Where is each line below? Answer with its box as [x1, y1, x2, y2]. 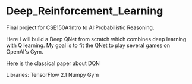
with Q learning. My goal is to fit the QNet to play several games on [6, 42, 171, 49]
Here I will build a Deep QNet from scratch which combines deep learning [6, 35, 187, 42]
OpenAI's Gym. [6, 48, 43, 55]
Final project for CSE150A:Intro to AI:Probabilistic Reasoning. [6, 24, 155, 31]
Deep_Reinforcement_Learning [6, 4, 163, 18]
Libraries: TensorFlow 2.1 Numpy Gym [6, 71, 99, 78]
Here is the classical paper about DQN [6, 60, 100, 67]
